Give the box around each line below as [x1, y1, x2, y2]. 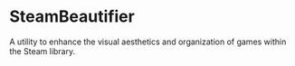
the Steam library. [9, 45, 76, 56]
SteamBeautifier [9, 6, 136, 27]
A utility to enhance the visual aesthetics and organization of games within [9, 36, 287, 47]
